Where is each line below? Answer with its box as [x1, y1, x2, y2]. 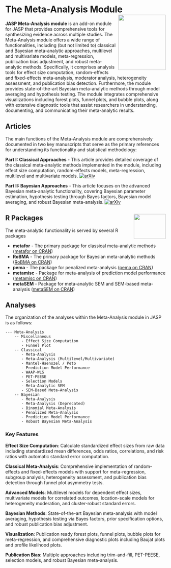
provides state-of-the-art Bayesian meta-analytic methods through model [5, 85, 160, 91]
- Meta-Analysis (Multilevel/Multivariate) [21, 357, 115, 362]
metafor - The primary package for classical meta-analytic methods [12, 243, 156, 249]
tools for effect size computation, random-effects [5, 69, 109, 75]
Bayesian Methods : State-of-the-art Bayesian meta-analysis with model [5, 510, 157, 516]
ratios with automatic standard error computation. [5, 453, 109, 459]
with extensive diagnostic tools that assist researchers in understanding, [5, 102, 157, 108]
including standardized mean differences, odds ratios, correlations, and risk [5, 448, 164, 454]
